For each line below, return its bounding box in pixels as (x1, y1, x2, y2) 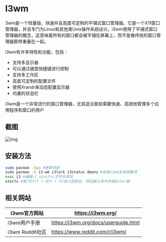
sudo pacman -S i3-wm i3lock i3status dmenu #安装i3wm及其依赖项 (5, 170, 137, 175)
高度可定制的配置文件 (12, 78, 56, 84)
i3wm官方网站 (10, 209, 44, 216)
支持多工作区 (12, 72, 39, 78)
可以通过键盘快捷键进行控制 (12, 65, 69, 72)
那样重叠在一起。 (13, 38, 48, 44)
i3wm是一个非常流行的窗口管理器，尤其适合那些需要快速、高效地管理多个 (5, 101, 155, 107)
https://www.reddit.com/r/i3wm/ (51, 228, 127, 235)
